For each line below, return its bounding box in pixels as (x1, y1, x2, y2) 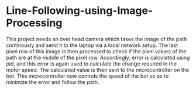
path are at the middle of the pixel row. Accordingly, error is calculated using (6, 54, 190, 61)
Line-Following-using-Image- (6, 4, 153, 17)
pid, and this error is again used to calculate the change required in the (6, 60, 177, 67)
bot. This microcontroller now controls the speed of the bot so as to (6, 72, 169, 79)
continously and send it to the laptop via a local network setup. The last (6, 42, 178, 49)
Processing (6, 16, 63, 30)
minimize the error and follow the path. (6, 78, 99, 85)
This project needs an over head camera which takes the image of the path (6, 35, 187, 42)
